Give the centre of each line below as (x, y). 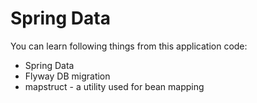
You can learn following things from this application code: (129, 46)
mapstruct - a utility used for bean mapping (114, 86)
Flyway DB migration (67, 76)
